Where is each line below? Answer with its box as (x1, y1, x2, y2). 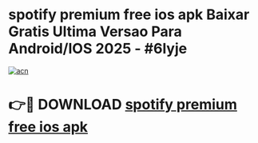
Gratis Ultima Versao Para (8, 22, 182, 41)
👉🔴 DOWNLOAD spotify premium (8, 96, 238, 113)
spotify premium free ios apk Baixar (8, 6, 250, 24)
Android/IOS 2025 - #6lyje (8, 40, 188, 58)
